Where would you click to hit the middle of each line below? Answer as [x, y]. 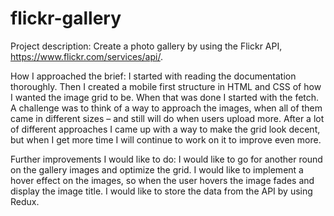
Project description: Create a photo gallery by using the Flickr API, [146, 46]
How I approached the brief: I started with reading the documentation [153, 76]
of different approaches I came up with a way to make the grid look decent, [165, 129]
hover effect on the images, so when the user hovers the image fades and [162, 180]
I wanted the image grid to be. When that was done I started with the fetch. [165, 97]
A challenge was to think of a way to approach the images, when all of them [166, 108]
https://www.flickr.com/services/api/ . [86, 56]
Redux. [25, 201]
